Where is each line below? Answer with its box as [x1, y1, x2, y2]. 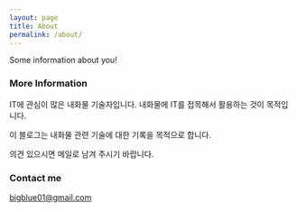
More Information [9, 78, 88, 90]
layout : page [9, 13, 59, 23]
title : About [9, 22, 59, 31]
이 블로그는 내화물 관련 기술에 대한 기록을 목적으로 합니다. [9, 129, 212, 140]
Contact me [9, 171, 62, 184]
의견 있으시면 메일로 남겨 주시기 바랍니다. [9, 148, 154, 159]
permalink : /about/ [9, 30, 83, 39]
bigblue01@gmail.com [9, 191, 92, 203]
